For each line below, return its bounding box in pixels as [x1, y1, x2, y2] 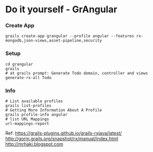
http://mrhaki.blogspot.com [5, 141, 63, 147]
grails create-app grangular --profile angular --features [5, 33, 135, 39]
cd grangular [5, 62, 33, 67]
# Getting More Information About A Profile [5, 108, 102, 113]
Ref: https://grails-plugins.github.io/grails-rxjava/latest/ [5, 130, 122, 137]
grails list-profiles [5, 103, 52, 108]
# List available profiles [5, 99, 63, 104]
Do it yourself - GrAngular [5, 4, 118, 15]
